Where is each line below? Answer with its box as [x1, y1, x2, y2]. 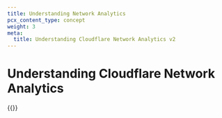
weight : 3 [7, 23, 36, 30]
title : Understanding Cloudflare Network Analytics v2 [13, 36, 176, 43]
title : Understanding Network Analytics [7, 10, 127, 17]
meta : [7, 29, 23, 37]
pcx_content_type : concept [7, 17, 86, 24]
